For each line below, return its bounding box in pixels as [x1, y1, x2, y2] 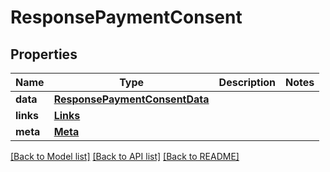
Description [218, 76, 277, 89]
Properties [10, 46, 78, 63]
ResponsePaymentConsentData [53, 92, 210, 106]
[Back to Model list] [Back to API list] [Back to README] [10, 151, 240, 162]
